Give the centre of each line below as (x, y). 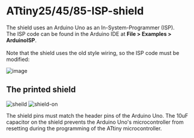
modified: (18, 59)
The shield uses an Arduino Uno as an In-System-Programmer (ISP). (90, 27)
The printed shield (41, 90)
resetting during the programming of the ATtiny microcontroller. (84, 128)
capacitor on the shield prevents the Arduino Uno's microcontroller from (95, 122)
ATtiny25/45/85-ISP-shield (75, 11)
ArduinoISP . (22, 40)
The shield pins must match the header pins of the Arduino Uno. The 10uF (97, 115)
